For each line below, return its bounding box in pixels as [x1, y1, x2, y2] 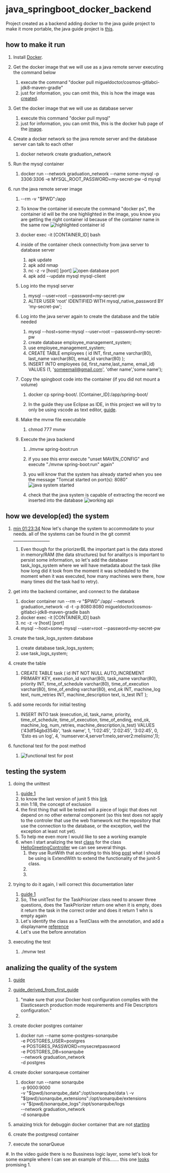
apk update [28, 257, 52, 263]
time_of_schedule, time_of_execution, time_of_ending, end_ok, [20, 717, 151, 723]
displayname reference [20, 923, 69, 930]
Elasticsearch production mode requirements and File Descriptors [20, 1002, 158, 1008]
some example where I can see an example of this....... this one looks [6, 1156, 150, 1162]
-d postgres [20, 1060, 46, 1066]
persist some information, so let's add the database [20, 557, 128, 563]
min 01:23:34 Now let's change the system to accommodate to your [13, 525, 155, 532]
